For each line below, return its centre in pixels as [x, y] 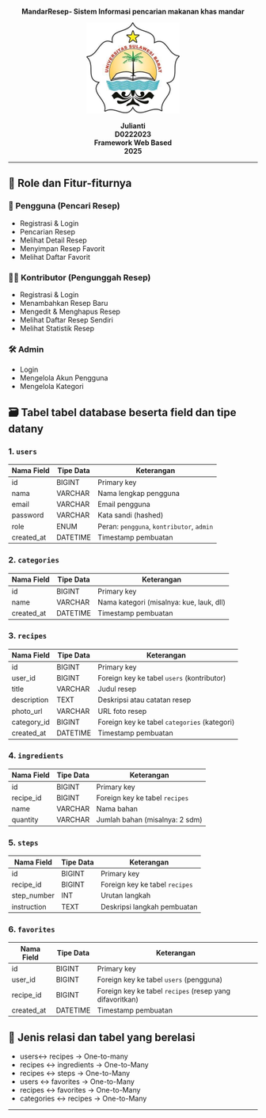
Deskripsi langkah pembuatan [149, 906]
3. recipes [28, 635]
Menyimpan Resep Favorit [62, 248]
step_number [33, 895]
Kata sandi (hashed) [131, 515]
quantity [25, 820]
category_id [30, 722]
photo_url [27, 711]
